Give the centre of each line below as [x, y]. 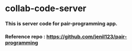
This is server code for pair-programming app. [61, 24]
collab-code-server [46, 8]
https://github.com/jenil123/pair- [87, 37]
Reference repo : [25, 37]
